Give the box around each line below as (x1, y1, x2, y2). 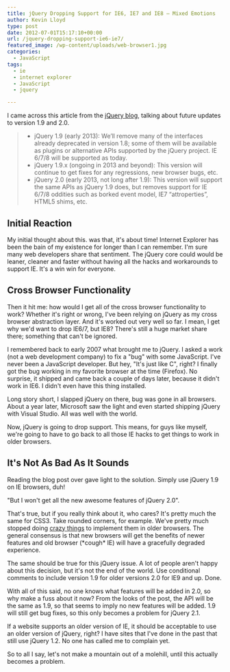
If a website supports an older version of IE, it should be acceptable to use (7, 622, 217, 630)
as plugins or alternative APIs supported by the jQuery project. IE (34, 147, 218, 155)
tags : (7, 61, 23, 68)
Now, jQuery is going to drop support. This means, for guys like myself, (7, 422, 207, 431)
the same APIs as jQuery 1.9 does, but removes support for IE (34, 183, 207, 191)
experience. (7, 546, 41, 554)
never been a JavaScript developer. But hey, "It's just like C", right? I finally (7, 359, 218, 368)
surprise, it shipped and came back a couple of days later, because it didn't (7, 374, 220, 383)
